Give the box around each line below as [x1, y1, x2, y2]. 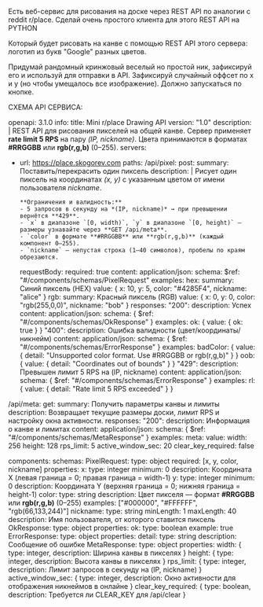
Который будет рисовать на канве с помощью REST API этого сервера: [8, 39, 248, 48]
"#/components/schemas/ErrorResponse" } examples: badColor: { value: [19, 342, 256, 351]
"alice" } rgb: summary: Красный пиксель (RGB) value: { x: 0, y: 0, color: [19, 292, 256, 301]
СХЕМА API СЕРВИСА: [8, 102, 83, 112]
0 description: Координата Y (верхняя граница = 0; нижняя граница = [8, 481, 241, 491]
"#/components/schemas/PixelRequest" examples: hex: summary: [19, 275, 234, 285]
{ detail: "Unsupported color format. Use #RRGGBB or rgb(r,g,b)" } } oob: [19, 351, 255, 360]
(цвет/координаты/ [177, 326, 241, 335]
